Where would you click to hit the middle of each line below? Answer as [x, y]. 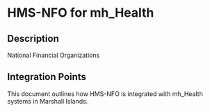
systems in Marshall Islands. [48, 101]
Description [33, 39]
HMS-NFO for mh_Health [81, 13]
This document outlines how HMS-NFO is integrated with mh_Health [105, 94]
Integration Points [47, 77]
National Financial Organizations [54, 55]
